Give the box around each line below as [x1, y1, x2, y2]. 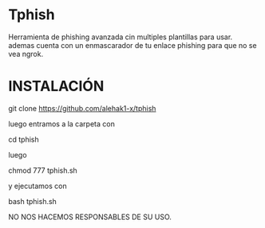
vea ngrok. [8, 49, 44, 58]
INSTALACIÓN [8, 78, 105, 95]
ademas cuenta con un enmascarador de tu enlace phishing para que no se [8, 40, 257, 50]
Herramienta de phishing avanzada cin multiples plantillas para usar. [8, 32, 233, 42]
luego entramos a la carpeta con [8, 118, 116, 129]
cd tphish [8, 134, 39, 144]
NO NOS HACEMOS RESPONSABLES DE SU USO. [8, 212, 172, 222]
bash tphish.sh [8, 196, 57, 206]
